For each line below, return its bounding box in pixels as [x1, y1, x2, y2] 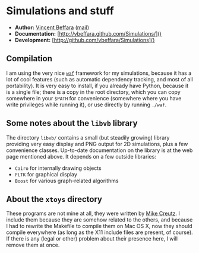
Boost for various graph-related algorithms [14, 177, 119, 184]
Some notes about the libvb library [6, 118, 138, 128]
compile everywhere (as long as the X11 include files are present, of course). [6, 229, 193, 236]
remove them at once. [6, 242, 60, 249]
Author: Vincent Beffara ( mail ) [14, 24, 89, 31]
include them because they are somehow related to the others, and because [6, 216, 193, 223]
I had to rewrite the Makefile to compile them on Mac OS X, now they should [6, 223, 192, 230]
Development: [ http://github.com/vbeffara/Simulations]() [14, 36, 155, 43]
